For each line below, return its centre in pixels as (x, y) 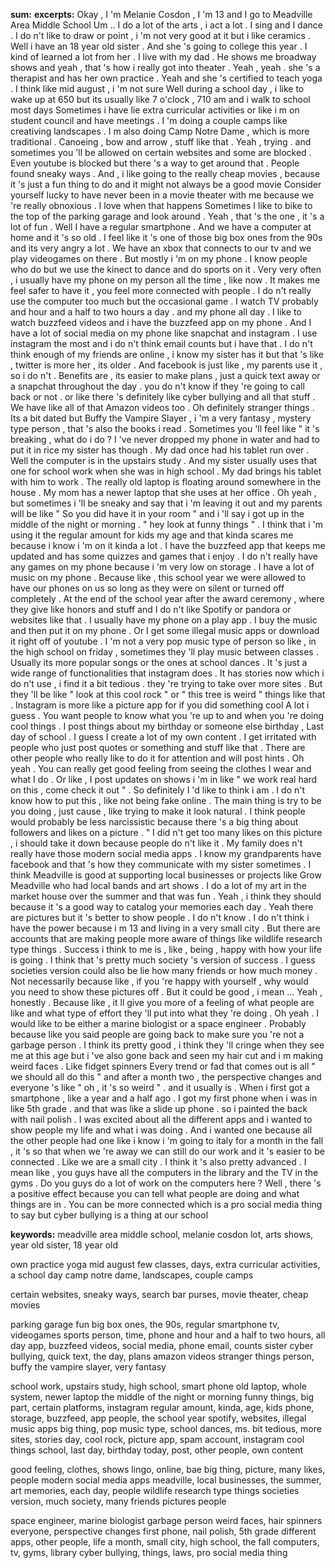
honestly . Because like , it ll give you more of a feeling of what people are (162, 1002)
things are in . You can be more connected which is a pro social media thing (166, 1204)
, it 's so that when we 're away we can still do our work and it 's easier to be (167, 1151)
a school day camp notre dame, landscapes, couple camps (132, 1275)
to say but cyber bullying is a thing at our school (109, 1215)
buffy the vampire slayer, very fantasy (88, 1367)
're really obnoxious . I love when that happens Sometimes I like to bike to (161, 205)
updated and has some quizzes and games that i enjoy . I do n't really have (164, 556)
